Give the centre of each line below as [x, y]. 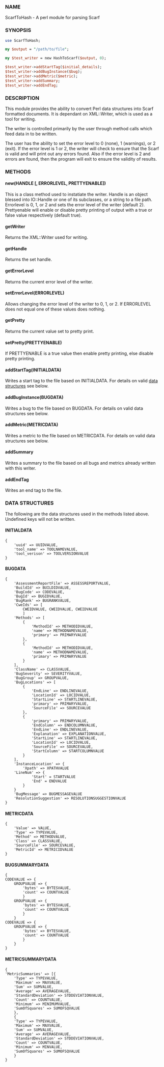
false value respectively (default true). [43, 215]
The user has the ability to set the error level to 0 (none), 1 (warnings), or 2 [80, 143]
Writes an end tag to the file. [34, 490]
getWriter [15, 226]
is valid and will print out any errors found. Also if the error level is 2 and [78, 154]
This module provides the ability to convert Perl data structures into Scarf [79, 109]
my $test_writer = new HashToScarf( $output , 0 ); [56, 58]
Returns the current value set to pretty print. [50, 331]
